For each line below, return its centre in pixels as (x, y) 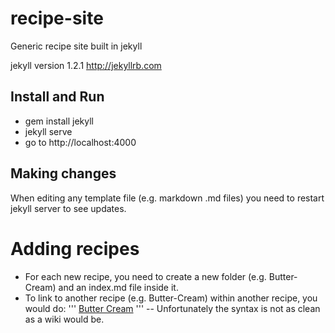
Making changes (63, 173)
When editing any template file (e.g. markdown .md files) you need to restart (167, 198)
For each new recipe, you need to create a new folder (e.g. (145, 276)
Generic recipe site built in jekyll (76, 46)
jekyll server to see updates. (68, 208)
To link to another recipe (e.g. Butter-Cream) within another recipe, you (171, 298)
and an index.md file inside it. (118, 287)
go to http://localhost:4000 (80, 142)
